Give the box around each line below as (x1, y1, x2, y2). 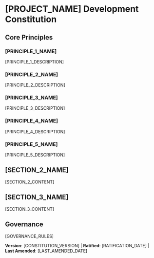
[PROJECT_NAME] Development (5, 3, 139, 15)
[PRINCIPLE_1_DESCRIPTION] (5, 59, 64, 64)
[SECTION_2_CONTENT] (5, 179, 55, 185)
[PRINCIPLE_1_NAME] (5, 48, 57, 55)
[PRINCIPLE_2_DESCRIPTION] (5, 82, 65, 88)
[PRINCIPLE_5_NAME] (5, 140, 58, 147)
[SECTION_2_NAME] (5, 166, 69, 174)
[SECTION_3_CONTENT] (5, 206, 55, 212)
